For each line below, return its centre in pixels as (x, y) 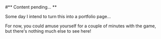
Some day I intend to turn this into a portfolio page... (58, 16)
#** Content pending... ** (31, 7)
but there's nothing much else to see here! (48, 31)
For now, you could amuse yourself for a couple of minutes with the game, (81, 26)
